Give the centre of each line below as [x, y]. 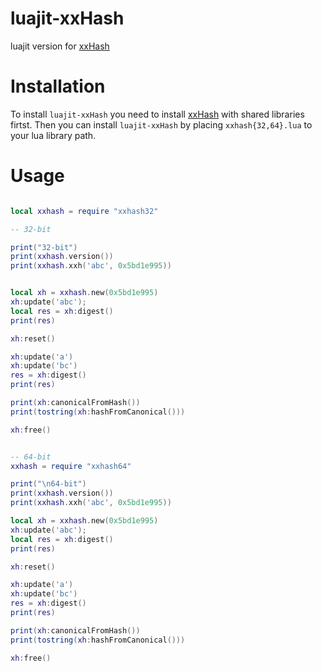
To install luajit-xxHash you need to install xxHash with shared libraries [157, 114]
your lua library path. [53, 135]
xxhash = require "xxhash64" [71, 466]
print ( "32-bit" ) [44, 247]
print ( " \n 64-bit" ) [48, 484]
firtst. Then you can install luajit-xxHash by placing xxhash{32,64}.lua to [161, 124]
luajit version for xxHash [60, 46]
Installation [58, 86]
